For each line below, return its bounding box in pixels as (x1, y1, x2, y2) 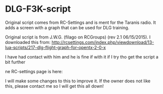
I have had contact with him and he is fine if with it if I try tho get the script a (5, 54, 159, 59)
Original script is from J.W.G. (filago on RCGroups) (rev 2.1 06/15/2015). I (5, 34, 151, 40)
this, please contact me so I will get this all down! (5, 83, 104, 89)
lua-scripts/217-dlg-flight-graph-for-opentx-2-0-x (5, 44, 106, 50)
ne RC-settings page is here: (5, 68, 63, 74)
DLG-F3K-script (5, 3, 71, 15)
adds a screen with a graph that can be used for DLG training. (5, 24, 130, 30)
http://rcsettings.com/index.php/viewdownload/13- (51, 39, 154, 45)
